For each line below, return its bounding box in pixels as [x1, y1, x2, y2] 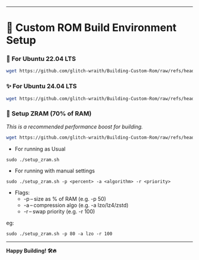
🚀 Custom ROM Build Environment [6, 21, 176, 34]
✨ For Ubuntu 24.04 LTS [6, 82, 77, 91]
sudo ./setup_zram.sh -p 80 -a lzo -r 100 [6, 230, 113, 237]
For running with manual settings [14, 167, 95, 174]
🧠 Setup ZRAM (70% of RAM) [6, 110, 92, 118]
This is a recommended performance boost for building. [6, 123, 143, 130]
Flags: [14, 189, 30, 196]
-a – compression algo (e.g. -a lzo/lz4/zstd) [23, 201, 129, 208]
